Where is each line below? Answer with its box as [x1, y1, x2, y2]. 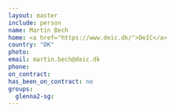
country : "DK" [8, 41, 55, 49]
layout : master [8, 11, 58, 20]
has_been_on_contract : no [8, 77, 93, 85]
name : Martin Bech [8, 26, 69, 34]
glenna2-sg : [15, 92, 55, 100]
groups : [8, 84, 34, 93]
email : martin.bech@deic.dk [8, 56, 101, 64]
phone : [8, 63, 30, 71]
